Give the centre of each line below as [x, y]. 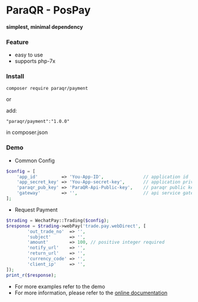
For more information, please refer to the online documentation [91, 293]
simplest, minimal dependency [45, 26]
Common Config [34, 160]
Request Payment [36, 210]
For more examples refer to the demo [60, 286]
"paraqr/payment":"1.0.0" [38, 122]
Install [15, 76]
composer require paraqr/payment [47, 89]
